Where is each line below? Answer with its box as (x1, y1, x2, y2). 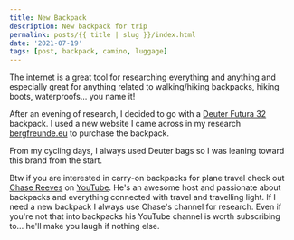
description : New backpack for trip (9, 22, 147, 31)
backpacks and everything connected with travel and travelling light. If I (9, 192, 276, 203)
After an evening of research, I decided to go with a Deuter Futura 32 (9, 109, 267, 120)
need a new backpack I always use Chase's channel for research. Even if (9, 201, 282, 213)
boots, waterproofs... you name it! (9, 91, 136, 102)
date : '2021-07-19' (9, 38, 83, 48)
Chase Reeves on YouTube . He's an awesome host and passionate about (9, 182, 281, 193)
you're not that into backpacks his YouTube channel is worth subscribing (9, 211, 280, 222)
